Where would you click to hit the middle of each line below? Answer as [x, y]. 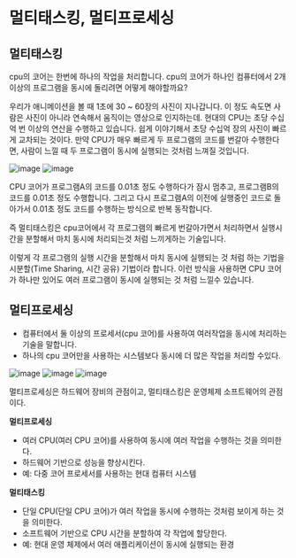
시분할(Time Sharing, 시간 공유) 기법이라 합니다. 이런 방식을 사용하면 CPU [137, 268]
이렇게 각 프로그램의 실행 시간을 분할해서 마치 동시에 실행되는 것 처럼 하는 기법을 [147, 257]
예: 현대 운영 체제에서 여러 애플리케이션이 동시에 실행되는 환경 [128, 544]
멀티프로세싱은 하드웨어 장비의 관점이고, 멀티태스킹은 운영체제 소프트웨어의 [138, 391]
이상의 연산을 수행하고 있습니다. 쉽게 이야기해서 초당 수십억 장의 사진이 [149, 128]
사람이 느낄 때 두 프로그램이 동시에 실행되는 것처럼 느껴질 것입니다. [135, 151]
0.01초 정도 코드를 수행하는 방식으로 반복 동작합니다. [122, 209]
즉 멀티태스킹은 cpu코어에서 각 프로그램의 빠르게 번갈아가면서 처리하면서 [134, 228]
